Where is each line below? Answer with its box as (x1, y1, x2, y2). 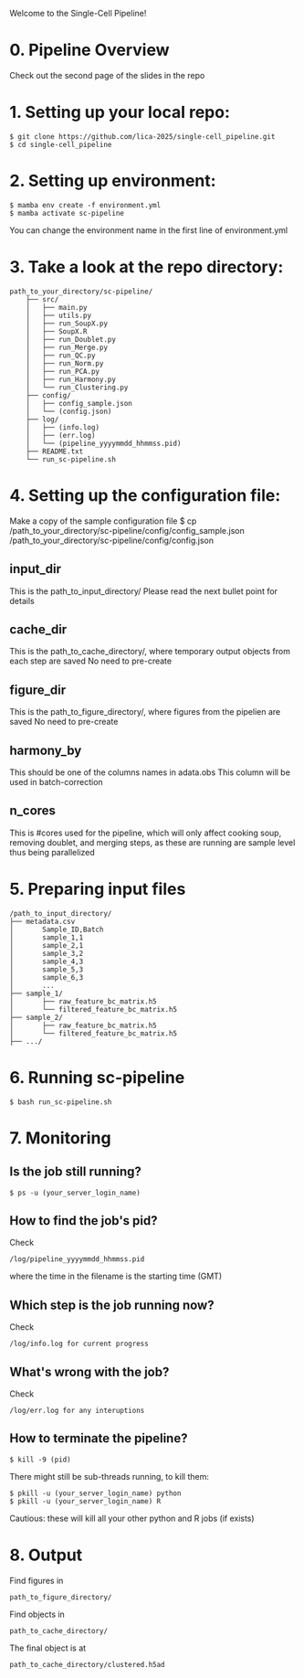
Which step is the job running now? (9, 1297, 215, 1312)
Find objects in (9, 1609, 66, 1620)
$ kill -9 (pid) (9, 1455, 71, 1464)
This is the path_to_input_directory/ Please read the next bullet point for (9, 585, 278, 597)
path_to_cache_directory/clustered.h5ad (9, 1660, 166, 1669)
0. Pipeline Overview (9, 40, 171, 60)
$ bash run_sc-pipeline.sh (9, 1097, 112, 1107)
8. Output (9, 1545, 83, 1566)
